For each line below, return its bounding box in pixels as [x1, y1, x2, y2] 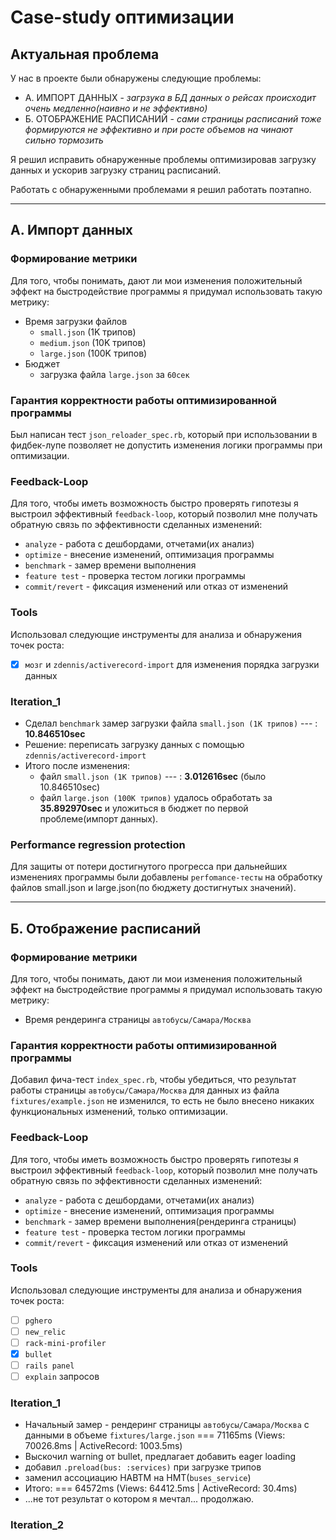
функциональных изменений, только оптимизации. [10, 1106, 229, 1118]
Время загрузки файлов [24, 315, 128, 327]
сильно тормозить [24, 134, 104, 146]
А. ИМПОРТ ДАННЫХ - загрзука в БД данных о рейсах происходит [24, 92, 317, 103]
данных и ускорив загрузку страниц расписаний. [10, 164, 222, 176]
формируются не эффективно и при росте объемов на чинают [24, 124, 293, 135]
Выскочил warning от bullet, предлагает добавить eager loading [24, 1451, 297, 1463]
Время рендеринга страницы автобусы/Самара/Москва [24, 1013, 252, 1025]
